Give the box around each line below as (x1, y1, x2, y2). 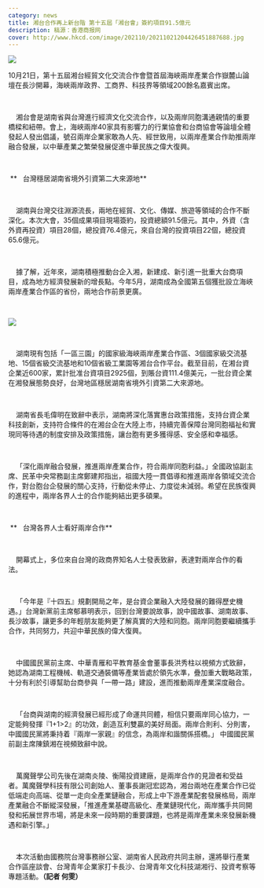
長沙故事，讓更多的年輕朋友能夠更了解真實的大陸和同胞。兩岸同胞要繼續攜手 (8, 616, 256, 626)
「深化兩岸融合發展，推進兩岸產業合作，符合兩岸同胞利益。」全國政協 (15, 461, 240, 472)
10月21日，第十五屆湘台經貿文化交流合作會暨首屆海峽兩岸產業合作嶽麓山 (8, 71, 243, 80)
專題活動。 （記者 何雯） (8, 871, 82, 881)
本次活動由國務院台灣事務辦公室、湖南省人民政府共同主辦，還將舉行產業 (15, 852, 250, 861)
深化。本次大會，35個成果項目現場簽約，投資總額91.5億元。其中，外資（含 (8, 215, 250, 225)
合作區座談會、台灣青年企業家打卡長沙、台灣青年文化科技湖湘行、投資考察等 (8, 862, 256, 871)
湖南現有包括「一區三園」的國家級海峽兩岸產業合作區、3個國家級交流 (15, 349, 241, 358)
